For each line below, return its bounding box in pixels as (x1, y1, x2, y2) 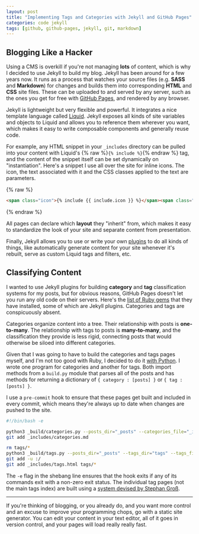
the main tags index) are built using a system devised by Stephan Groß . (6, 485, 181, 492)
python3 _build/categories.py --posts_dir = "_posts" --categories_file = (6, 429, 187, 435)
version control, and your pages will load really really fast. (6, 521, 147, 528)
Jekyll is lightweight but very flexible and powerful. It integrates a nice (6, 106, 177, 114)
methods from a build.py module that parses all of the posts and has (6, 369, 175, 376)
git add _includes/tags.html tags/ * (6, 461, 97, 467)
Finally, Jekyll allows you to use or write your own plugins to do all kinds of (6, 237, 188, 244)
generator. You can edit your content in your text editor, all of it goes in (6, 514, 179, 522)
